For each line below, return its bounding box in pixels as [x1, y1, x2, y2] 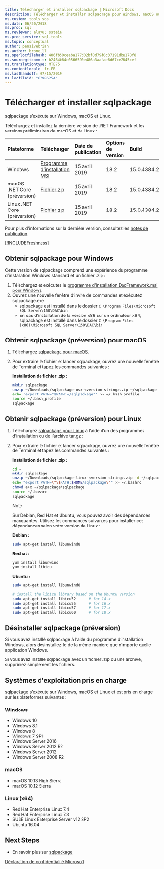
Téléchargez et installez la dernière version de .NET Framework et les [5, 122, 145, 128]
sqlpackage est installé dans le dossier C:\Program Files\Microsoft [19, 303, 156, 309]
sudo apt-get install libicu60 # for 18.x [12, 610, 111, 615]
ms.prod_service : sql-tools [5, 35, 62, 40]
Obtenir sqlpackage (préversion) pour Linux [5, 415, 142, 423]
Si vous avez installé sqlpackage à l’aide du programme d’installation [5, 636, 143, 643]
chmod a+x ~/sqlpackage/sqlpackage [12, 485, 85, 490]
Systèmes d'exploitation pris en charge [5, 676, 127, 685]
